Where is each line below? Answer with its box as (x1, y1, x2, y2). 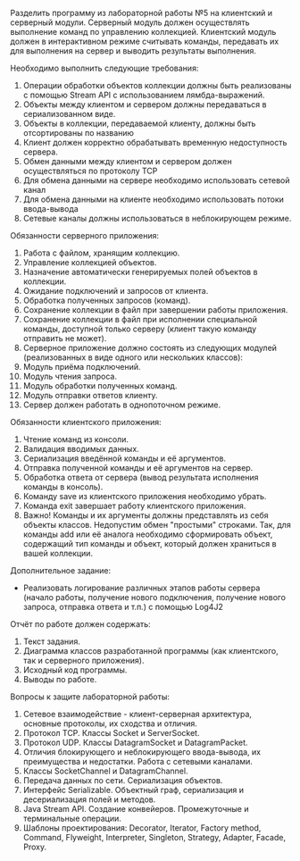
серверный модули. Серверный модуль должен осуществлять (10, 17, 250, 28)
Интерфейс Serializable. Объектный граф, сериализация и (22, 785, 245, 795)
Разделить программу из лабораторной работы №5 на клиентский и (10, 8, 273, 18)
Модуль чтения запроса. (22, 371, 117, 381)
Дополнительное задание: (10, 565, 112, 575)
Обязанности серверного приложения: (10, 230, 160, 240)
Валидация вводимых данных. (22, 444, 139, 454)
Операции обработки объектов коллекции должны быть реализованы (22, 80, 292, 90)
